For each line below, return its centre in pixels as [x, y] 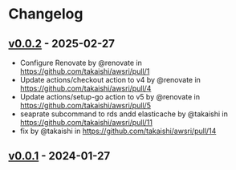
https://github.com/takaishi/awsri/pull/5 [85, 105]
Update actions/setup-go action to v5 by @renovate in [110, 97]
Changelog [46, 14]
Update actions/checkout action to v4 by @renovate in [110, 80]
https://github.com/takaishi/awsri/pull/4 [85, 88]
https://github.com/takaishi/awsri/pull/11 [86, 122]
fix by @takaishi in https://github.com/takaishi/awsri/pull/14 [118, 131]
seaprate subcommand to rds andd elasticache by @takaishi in [124, 114]
